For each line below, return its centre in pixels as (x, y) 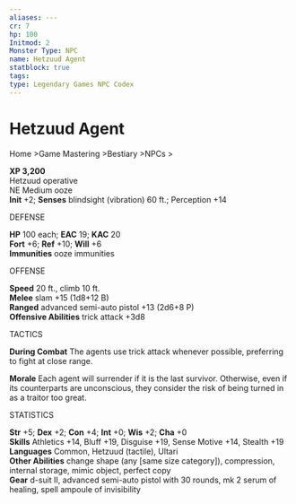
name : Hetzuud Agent (48, 59)
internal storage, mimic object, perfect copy (90, 470)
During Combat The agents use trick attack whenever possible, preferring (147, 352)
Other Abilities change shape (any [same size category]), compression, (142, 461)
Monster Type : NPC (44, 51)
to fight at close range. (51, 361)
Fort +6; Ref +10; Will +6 (56, 244)
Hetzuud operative (44, 180)
